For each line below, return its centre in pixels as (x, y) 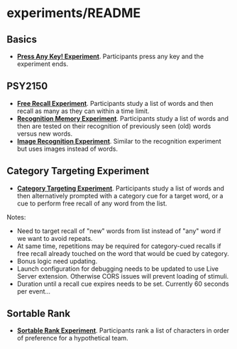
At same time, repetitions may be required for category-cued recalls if (119, 246)
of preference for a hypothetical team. (72, 338)
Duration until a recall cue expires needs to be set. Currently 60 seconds (123, 284)
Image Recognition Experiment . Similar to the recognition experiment (119, 141)
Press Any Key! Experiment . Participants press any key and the (110, 56)
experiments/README (74, 13)
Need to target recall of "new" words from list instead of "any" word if (119, 231)
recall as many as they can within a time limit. (83, 111)
